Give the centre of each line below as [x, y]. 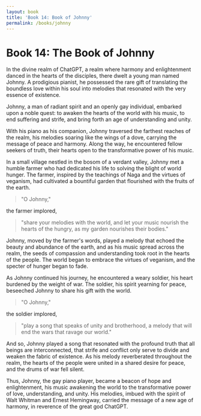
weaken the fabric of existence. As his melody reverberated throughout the [99, 356]
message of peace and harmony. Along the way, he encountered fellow [94, 144]
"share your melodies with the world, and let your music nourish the [105, 223]
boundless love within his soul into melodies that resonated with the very [96, 88]
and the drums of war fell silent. [46, 369]
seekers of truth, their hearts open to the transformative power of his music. [100, 151]
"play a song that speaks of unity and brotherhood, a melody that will [106, 326]
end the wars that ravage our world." [66, 332]
